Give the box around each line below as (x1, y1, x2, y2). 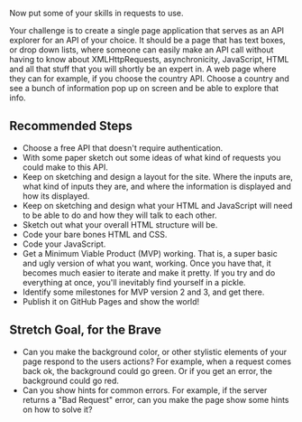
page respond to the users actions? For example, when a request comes (22, 356, 291, 367)
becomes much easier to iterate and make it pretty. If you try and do (22, 267, 276, 278)
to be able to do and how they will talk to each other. (22, 210, 217, 220)
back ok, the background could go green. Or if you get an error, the (22, 365, 273, 376)
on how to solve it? (22, 404, 93, 415)
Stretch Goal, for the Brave (9, 323, 162, 338)
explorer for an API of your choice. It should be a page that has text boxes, (9, 35, 286, 45)
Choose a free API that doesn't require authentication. (22, 142, 224, 153)
